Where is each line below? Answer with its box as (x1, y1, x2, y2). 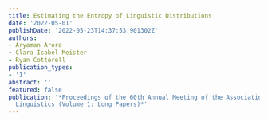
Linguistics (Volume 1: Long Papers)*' (15, 100, 148, 108)
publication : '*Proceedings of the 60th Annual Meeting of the (8, 93, 223, 101)
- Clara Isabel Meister (8, 49, 88, 57)
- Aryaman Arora (8, 41, 62, 49)
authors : (8, 33, 37, 42)
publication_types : (8, 64, 73, 72)
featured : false (8, 85, 62, 94)
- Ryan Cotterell (8, 57, 66, 64)
